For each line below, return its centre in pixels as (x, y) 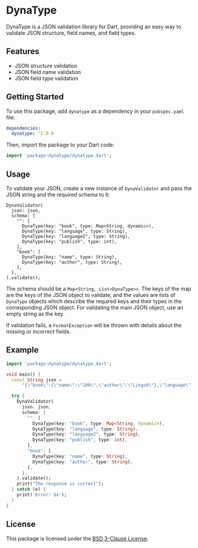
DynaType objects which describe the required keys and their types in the (94, 301)
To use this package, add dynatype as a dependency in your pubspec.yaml (95, 111)
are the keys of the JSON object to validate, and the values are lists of (91, 295)
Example (22, 350)
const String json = (37, 380)
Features (23, 52)
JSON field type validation (46, 78)
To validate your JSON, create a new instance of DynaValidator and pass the (99, 188)
